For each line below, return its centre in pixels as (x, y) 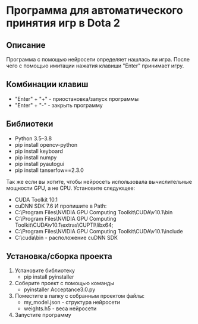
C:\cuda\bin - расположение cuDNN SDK (66, 237)
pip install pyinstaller (49, 277)
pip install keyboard (39, 151)
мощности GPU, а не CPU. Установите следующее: (71, 188)
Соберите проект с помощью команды (64, 283)
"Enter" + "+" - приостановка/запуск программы (76, 98)
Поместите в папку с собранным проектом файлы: (79, 296)
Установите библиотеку (45, 271)
